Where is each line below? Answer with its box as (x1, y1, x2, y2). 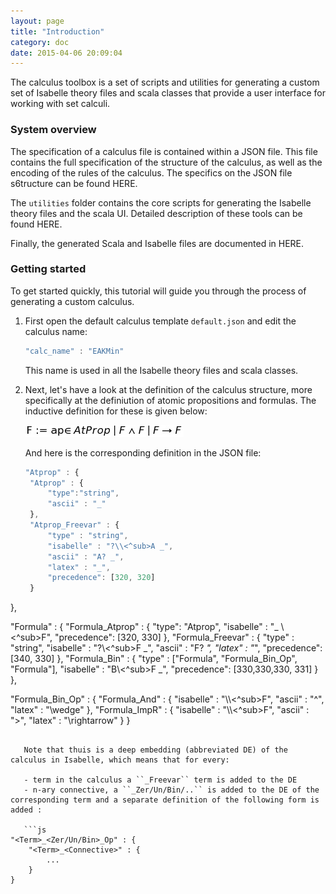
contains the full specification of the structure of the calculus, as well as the (10, 156, 323, 168)
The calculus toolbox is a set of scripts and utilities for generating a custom (10, 76, 320, 89)
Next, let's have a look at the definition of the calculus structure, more (24, 383, 313, 395)
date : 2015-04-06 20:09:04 (10, 48, 123, 58)
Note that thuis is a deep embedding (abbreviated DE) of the (23, 745, 288, 755)
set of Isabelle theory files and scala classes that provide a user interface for (10, 87, 326, 99)
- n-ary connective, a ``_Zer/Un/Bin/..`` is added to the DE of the (23, 785, 320, 795)
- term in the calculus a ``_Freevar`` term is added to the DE (23, 775, 298, 785)
